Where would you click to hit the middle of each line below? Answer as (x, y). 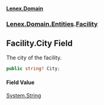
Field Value (20, 82)
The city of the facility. (34, 58)
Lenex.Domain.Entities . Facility (52, 24)
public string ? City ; (33, 69)
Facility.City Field (40, 43)
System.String (24, 95)
